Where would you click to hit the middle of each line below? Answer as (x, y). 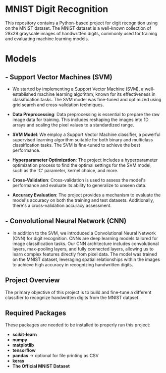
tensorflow (24, 350)
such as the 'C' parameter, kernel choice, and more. (65, 170)
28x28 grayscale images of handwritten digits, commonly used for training (81, 33)
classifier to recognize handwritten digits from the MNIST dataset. (72, 297)
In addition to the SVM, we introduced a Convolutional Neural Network (84, 233)
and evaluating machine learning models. (47, 39)
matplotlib (23, 345)
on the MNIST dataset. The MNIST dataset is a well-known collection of (78, 28)
